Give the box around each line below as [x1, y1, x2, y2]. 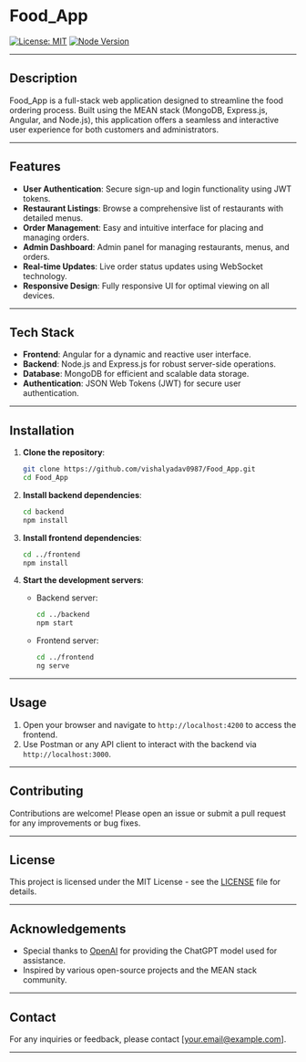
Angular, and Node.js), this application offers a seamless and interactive [9, 114, 280, 125]
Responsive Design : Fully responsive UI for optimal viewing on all [22, 280, 270, 291]
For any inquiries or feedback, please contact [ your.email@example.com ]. [9, 1034, 287, 1045]
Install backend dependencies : [22, 489, 143, 500]
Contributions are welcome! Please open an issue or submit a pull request [9, 807, 287, 818]
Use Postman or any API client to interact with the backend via [22, 738, 257, 749]
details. [9, 886, 37, 897]
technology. [22, 270, 68, 281]
